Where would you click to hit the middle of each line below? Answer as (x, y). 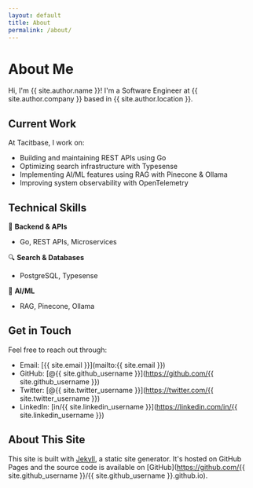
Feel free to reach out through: (58, 350)
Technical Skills (48, 208)
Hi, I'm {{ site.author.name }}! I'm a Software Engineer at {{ (103, 90)
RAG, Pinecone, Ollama (57, 306)
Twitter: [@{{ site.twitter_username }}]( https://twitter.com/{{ (117, 390)
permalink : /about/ (40, 30)
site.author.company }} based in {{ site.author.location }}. (101, 99)
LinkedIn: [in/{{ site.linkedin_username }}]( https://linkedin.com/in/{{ (128, 406)
